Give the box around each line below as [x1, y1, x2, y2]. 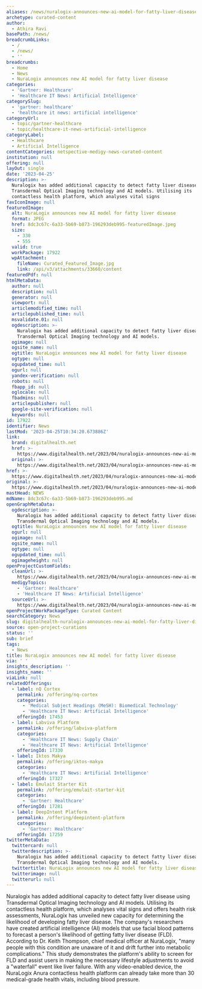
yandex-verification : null [11, 373, 79, 379]
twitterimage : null [11, 870, 61, 876]
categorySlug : [6, 98, 42, 104]
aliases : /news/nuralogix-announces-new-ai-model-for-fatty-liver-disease [6, 8, 198, 15]
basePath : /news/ [6, 31, 50, 37]
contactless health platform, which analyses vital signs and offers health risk [6, 905, 196, 913]
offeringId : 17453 [17, 714, 63, 720]
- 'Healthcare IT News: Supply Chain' [22, 736, 120, 742]
